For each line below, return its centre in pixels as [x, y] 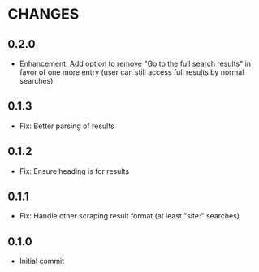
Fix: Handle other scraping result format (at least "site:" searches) [129, 216]
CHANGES [43, 14]
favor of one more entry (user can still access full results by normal [132, 72]
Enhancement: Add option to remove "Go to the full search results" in [135, 63]
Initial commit [42, 261]
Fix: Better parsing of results [67, 126]
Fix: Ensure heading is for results [74, 171]
